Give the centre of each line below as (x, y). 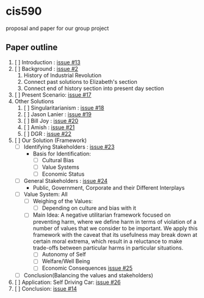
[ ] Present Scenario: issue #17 (53, 95)
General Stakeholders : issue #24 (66, 181)
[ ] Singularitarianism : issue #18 (64, 108)
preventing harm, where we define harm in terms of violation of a (115, 222)
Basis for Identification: (62, 154)
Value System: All (46, 195)
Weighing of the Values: (63, 201)
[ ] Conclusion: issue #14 (46, 288)
